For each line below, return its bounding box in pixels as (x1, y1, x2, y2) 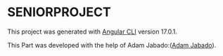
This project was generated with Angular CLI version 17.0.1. (7, 27, 177, 36)
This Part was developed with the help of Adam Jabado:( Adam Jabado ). (7, 41, 217, 49)
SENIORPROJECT (7, 4, 111, 20)
